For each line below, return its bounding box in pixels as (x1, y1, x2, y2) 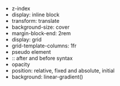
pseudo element (11, 49, 52, 55)
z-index (11, 5, 30, 12)
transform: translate (11, 18, 60, 24)
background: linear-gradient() (11, 73, 84, 80)
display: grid (11, 36, 42, 43)
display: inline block (11, 11, 60, 18)
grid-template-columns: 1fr (11, 42, 77, 49)
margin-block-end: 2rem (11, 30, 71, 37)
